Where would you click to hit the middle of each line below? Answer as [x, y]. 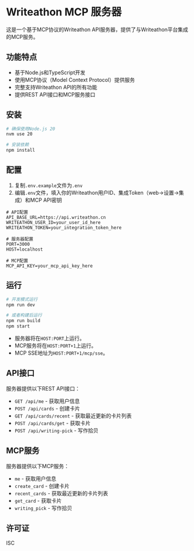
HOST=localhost [25, 249]
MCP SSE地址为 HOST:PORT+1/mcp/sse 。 [61, 353]
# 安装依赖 [18, 145]
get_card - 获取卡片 [38, 500]
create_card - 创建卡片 [42, 486]
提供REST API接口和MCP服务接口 [55, 94]
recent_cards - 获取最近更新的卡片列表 [61, 493]
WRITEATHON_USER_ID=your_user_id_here [53, 222]
